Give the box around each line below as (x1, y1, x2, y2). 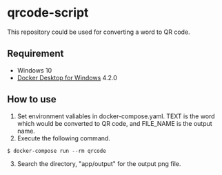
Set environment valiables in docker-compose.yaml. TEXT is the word (17, 112, 215, 120)
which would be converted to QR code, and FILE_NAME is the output (17, 119, 212, 127)
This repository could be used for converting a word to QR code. (7, 28, 191, 36)
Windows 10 (17, 66, 52, 74)
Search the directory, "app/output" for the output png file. (17, 159, 181, 167)
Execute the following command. (17, 133, 110, 142)
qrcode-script (7, 5, 89, 21)
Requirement (7, 48, 64, 59)
